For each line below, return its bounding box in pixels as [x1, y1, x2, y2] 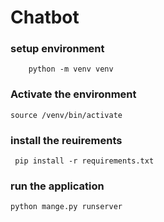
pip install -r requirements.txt [14, 156, 155, 166]
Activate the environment [10, 87, 137, 101]
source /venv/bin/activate [10, 110, 123, 120]
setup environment [10, 42, 105, 56]
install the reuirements [10, 133, 123, 147]
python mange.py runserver [10, 202, 123, 212]
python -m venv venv [28, 64, 114, 75]
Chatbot [10, 6, 80, 29]
